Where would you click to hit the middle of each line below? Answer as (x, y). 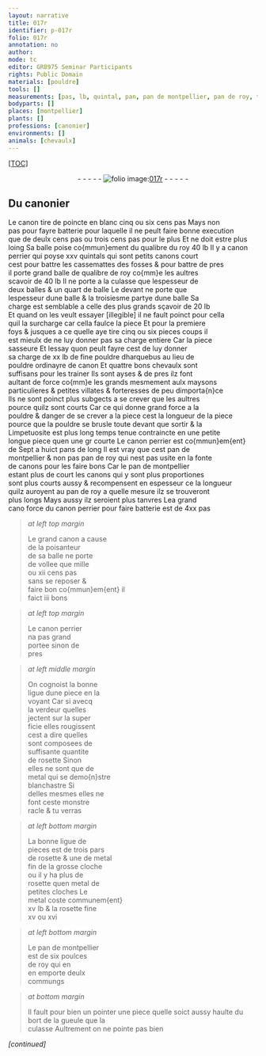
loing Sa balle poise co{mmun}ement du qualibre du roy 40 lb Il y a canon (128, 248)
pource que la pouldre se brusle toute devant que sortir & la (105, 424)
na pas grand (49, 637)
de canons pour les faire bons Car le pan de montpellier (99, 466)
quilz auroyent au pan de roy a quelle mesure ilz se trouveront (109, 492)
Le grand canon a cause (67, 539)
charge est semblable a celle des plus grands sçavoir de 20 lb (109, 306)
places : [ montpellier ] (46, 112)
